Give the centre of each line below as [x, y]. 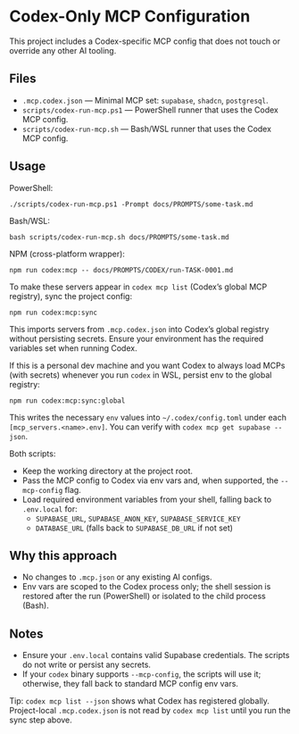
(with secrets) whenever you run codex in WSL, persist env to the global [141, 375]
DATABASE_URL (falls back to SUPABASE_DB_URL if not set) [134, 528]
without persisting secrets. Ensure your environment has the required [137, 338]
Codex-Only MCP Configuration [130, 17]
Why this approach [63, 555]
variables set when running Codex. [73, 348]
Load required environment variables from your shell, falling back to [147, 499]
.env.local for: [50, 509]
